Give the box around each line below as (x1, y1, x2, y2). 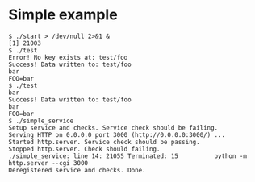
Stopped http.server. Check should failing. (8, 145, 161, 153)
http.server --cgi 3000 (8, 159, 89, 167)
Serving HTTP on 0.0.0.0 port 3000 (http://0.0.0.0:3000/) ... (8, 130, 226, 139)
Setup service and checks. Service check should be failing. (8, 123, 219, 132)
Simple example (8, 6, 119, 24)
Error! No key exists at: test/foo (8, 53, 128, 61)
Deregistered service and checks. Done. (8, 166, 147, 174)
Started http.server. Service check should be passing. (8, 138, 200, 146)
